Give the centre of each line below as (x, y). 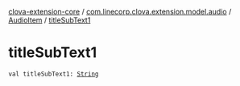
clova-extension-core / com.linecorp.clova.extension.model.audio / (120, 12)
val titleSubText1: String (54, 74)
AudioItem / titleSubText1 (50, 20)
